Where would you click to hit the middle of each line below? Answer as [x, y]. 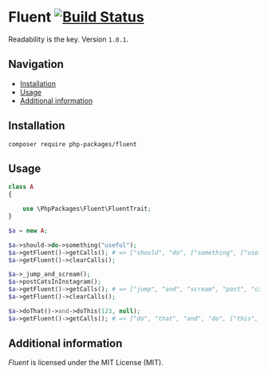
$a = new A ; [28, 231]
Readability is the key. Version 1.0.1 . [69, 39]
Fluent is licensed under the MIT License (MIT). [86, 363]
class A [21, 187]
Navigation [36, 64]
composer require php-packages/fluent [73, 144]
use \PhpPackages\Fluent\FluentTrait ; [87, 209]
